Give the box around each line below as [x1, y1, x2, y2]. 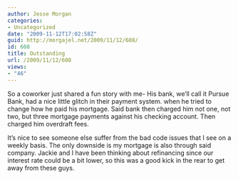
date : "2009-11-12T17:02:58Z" [7, 30, 98, 38]
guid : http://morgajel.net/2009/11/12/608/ [7, 37, 139, 44]
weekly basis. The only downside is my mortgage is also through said [7, 141, 212, 149]
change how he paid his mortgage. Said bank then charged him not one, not [7, 104, 231, 113]
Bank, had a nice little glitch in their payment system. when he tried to [7, 97, 212, 105]
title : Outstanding [7, 50, 66, 58]
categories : [7, 17, 43, 24]
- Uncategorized [7, 23, 56, 31]
